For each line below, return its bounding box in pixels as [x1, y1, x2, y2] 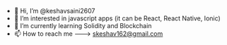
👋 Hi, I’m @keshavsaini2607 [13, 7, 95, 15]
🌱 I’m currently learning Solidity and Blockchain [13, 22, 152, 30]
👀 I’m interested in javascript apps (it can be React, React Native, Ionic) [13, 14, 221, 22]
